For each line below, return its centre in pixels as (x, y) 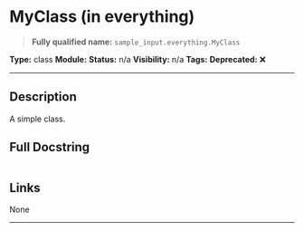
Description (43, 97)
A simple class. (38, 119)
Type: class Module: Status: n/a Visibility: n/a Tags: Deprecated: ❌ (138, 59)
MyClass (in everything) (102, 17)
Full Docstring (50, 147)
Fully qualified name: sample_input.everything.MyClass (136, 42)
